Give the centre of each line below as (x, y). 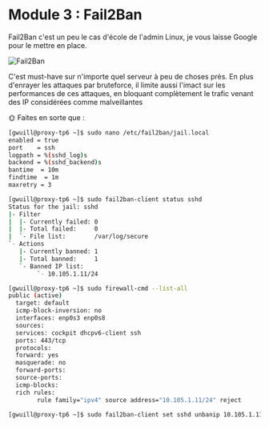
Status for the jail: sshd (53, 207)
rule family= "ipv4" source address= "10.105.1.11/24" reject (139, 400)
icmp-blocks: (37, 385)
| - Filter (25, 214)
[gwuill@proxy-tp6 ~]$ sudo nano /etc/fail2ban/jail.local (109, 133)
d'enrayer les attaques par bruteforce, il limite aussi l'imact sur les (117, 85)
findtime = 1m (34, 178)
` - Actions (26, 244)
